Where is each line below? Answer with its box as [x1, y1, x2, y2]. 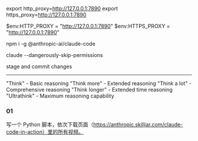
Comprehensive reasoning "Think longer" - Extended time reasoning [6, 86, 173, 93]
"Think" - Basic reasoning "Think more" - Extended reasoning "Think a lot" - [6, 80, 192, 87]
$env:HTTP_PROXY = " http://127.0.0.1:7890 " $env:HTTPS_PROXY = [6, 23, 170, 29]
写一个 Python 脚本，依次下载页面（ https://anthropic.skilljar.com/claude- [6, 121, 183, 128]
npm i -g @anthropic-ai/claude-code [6, 41, 95, 47]
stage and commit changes [6, 63, 72, 70]
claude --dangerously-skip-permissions [6, 52, 103, 58]
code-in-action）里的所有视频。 [6, 129, 84, 136]
